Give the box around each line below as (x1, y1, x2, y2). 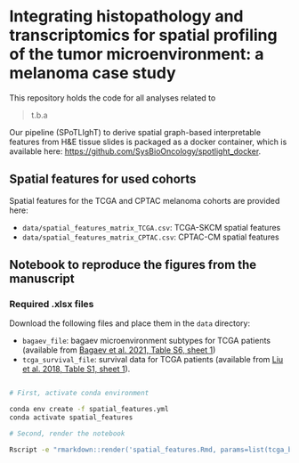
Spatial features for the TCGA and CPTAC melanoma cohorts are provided (9, 195, 280, 206)
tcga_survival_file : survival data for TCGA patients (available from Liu (21, 354, 284, 365)
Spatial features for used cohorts (9, 172, 197, 187)
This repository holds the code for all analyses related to (9, 92, 216, 103)
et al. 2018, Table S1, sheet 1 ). (21, 363, 131, 375)
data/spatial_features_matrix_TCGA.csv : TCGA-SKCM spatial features (21, 222, 281, 232)
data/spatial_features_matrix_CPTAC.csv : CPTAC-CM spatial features (21, 231, 279, 242)
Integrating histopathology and (9, 6, 244, 27)
